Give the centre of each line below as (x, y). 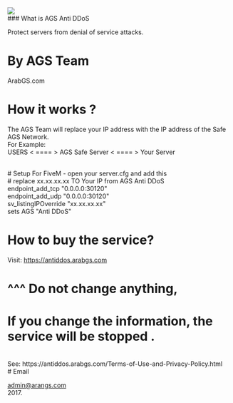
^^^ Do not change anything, (93, 289)
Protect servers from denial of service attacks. (76, 32)
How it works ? (52, 109)
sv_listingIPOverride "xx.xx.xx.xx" (57, 203)
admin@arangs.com (37, 385)
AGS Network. (28, 137)
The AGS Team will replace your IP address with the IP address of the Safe (117, 129)
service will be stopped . (81, 336)
